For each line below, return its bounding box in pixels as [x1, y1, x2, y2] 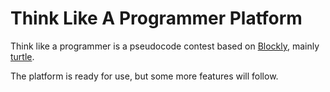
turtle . [10, 50, 35, 62]
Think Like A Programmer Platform [10, 7, 303, 30]
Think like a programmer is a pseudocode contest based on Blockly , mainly [10, 40, 320, 52]
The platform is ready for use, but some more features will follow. [10, 70, 279, 82]
